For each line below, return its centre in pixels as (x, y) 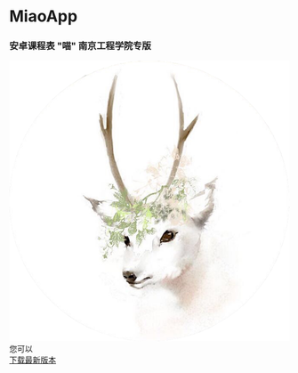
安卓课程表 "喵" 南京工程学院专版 (80, 46)
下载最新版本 (32, 360)
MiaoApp (44, 16)
